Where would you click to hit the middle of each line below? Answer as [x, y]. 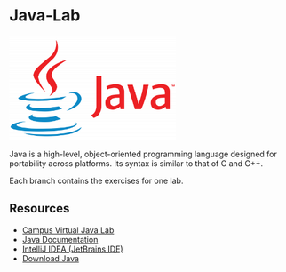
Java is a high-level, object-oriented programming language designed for [143, 154]
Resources [40, 208]
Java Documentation [60, 239]
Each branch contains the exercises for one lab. [96, 180]
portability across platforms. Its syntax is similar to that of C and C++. [136, 163]
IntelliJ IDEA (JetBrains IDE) [72, 249]
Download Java [51, 258]
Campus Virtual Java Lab [68, 230]
